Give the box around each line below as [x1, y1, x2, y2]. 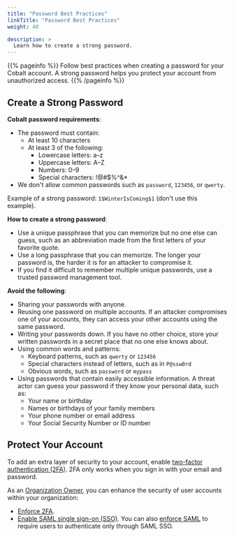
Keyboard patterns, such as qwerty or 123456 [27, 352, 156, 360]
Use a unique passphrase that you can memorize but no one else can [17, 228, 218, 237]
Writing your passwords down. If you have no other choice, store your [17, 330, 219, 338]
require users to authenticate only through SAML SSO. [17, 522, 174, 530]
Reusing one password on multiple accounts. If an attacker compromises [17, 307, 228, 316]
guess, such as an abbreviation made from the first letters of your [17, 235, 207, 244]
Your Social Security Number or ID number [27, 418, 151, 427]
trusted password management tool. [17, 273, 122, 281]
